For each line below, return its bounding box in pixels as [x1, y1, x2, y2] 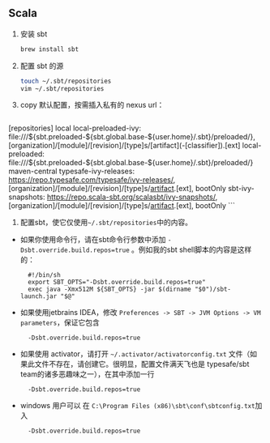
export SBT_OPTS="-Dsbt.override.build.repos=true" [28, 279, 206, 287]
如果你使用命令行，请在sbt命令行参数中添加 [19, 235, 166, 245]
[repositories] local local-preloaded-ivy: [8, 123, 142, 133]
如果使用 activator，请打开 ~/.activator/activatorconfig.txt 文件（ [19, 349, 251, 359]
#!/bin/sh [28, 271, 61, 279]
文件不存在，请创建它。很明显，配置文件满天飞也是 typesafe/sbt [34, 360, 250, 369]
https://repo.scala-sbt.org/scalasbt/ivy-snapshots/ [46, 192, 216, 202]
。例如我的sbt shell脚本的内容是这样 [131, 245, 252, 254]
